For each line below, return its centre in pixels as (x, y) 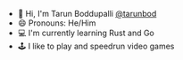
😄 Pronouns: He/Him (57, 23)
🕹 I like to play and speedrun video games (96, 46)
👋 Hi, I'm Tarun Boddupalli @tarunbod (87, 14)
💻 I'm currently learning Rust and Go (86, 33)
